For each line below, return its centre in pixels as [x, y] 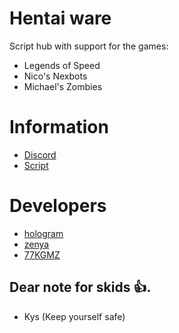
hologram [43, 233]
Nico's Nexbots [55, 76]
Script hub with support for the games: [89, 46]
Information [59, 127]
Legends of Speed [62, 65]
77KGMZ [42, 254]
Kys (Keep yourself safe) [74, 316]
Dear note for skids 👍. [80, 287]
